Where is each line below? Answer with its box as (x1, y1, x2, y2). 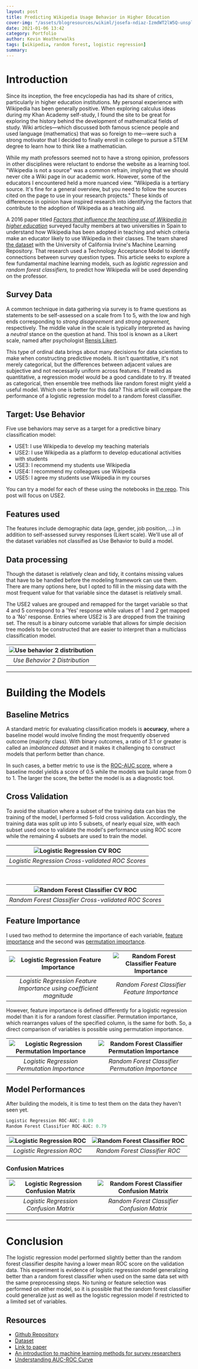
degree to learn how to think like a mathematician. (6, 143, 128, 150)
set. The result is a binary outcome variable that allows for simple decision (6, 619, 187, 626)
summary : (6, 47, 28, 53)
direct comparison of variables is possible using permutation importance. (6, 1025, 184, 1033)
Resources (6, 1315, 47, 1325)
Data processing (6, 555, 68, 565)
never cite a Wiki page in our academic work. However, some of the (6, 173, 171, 180)
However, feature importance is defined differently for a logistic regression (6, 1007, 187, 1014)
